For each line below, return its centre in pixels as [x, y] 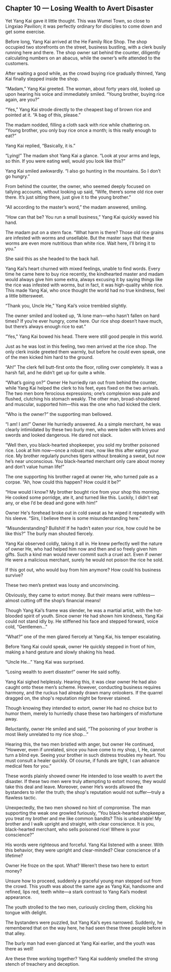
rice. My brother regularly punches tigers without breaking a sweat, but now [85, 456]
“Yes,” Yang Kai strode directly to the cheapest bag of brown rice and [78, 109]
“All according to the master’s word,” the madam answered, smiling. [76, 207]
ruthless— [144, 595]
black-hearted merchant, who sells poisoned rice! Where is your [73, 829]
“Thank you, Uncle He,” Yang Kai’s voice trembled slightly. [66, 305]
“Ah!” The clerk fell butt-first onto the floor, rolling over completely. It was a [84, 367]
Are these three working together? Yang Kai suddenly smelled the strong [82, 958]
